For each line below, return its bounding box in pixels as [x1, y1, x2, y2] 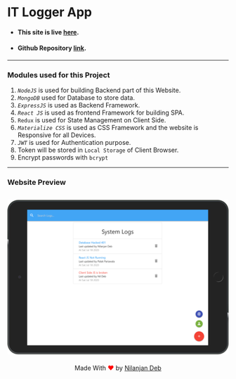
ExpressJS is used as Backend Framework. [17, 101, 140, 110]
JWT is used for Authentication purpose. [17, 139, 131, 147]
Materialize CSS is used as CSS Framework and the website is [17, 124, 199, 132]
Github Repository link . [17, 44, 86, 53]
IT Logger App [7, 4, 93, 20]
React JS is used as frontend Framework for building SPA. [17, 108, 185, 117]
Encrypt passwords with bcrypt [17, 153, 109, 162]
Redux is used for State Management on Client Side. [17, 116, 166, 124]
